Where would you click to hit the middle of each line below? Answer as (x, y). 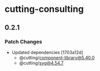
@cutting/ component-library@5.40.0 (57, 58)
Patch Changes (24, 42)
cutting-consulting (44, 9)
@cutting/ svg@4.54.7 (41, 63)
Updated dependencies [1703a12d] (48, 52)
